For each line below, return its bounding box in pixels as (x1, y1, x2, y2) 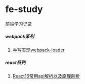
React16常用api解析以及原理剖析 (12, 73, 80, 79)
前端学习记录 (5, 21, 32, 27)
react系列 (5, 59, 26, 65)
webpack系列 (5, 33, 34, 39)
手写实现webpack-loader (12, 47, 65, 53)
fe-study (5, 4, 43, 15)
